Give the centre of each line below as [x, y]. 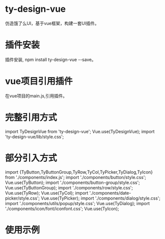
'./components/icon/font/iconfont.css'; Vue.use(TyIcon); [62, 209]
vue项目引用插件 [39, 81]
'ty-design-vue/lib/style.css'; [34, 137]
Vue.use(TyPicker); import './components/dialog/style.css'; [101, 198]
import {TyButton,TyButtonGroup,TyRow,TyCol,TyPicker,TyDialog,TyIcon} [79, 172]
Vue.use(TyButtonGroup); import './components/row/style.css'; [69, 187]
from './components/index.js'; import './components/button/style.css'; [76, 177]
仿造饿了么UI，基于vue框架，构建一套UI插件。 [52, 23]
